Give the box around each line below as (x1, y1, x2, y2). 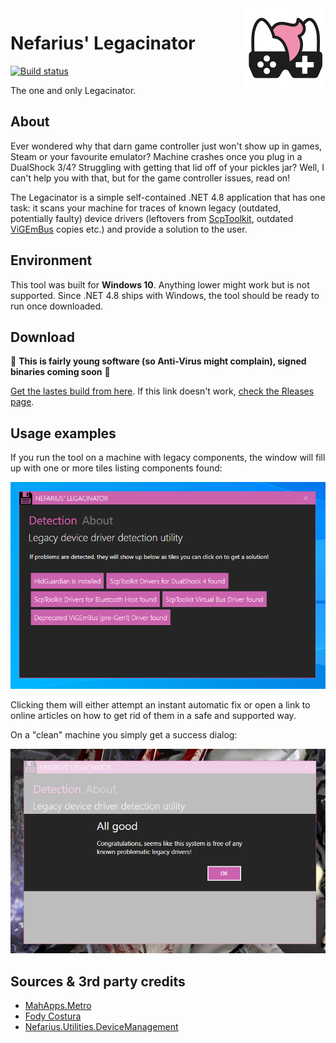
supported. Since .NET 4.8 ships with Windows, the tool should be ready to (10, 289, 320, 301)
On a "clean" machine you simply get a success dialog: (10, 728, 238, 741)
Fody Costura (24, 1010, 82, 1022)
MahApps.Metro (24, 1000, 92, 1012)
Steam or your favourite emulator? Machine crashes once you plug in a (10, 150, 303, 162)
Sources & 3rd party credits (10, 973, 186, 990)
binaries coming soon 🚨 (10, 366, 111, 378)
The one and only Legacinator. (10, 84, 137, 96)
